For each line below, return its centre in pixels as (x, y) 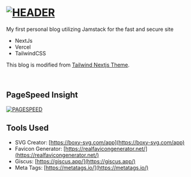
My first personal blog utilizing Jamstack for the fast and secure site (90, 29)
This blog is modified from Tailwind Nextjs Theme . (68, 65)
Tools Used (27, 128)
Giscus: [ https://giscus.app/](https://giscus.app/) (75, 161)
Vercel (23, 47)
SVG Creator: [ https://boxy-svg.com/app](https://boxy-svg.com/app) (100, 142)
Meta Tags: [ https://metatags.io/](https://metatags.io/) (81, 167)
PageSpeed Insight (42, 95)
